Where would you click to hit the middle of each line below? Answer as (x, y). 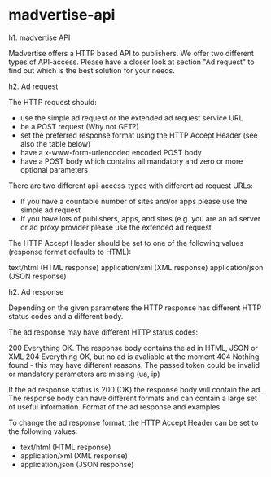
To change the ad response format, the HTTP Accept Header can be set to (133, 422)
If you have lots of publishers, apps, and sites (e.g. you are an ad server (140, 218)
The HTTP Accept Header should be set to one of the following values (126, 243)
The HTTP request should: (53, 102)
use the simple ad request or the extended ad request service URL (131, 118)
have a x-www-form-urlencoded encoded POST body (111, 152)
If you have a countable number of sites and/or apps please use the (133, 201)
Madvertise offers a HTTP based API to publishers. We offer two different (131, 53)
